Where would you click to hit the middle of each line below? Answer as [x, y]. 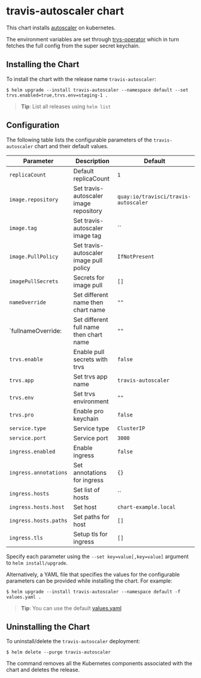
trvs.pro [22, 415]
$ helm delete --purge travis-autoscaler [59, 652]
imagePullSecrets [34, 281]
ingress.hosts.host [37, 507]
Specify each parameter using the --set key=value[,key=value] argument [98, 556]
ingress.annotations [38, 472]
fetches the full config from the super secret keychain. [73, 46]
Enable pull [89, 352]
